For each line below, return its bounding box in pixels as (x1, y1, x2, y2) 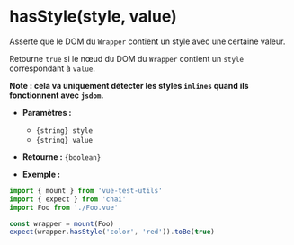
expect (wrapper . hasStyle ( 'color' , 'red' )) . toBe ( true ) (9, 227, 216, 237)
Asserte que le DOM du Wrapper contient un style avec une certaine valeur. (9, 36, 286, 47)
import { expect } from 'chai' (9, 195, 127, 204)
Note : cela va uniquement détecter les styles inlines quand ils (9, 80, 249, 91)
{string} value (35, 136, 93, 144)
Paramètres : (22, 107, 72, 118)
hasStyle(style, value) (9, 6, 177, 27)
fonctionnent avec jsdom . (9, 90, 104, 101)
